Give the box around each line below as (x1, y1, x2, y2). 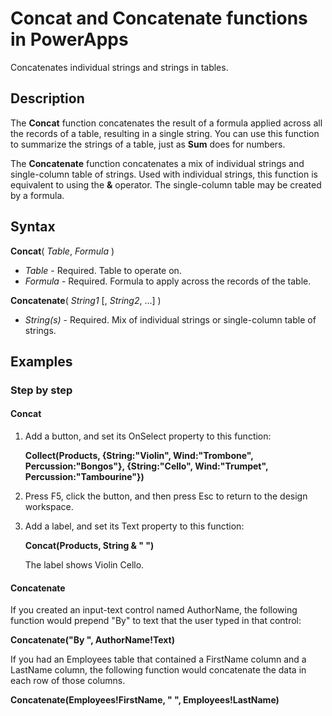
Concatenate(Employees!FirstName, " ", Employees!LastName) (10, 694, 280, 706)
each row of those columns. (10, 675, 126, 687)
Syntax (10, 218, 56, 236)
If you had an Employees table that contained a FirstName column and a (10, 653, 307, 666)
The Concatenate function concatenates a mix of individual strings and (10, 157, 305, 169)
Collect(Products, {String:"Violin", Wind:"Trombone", (24, 450, 254, 462)
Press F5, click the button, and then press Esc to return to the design (24, 490, 308, 502)
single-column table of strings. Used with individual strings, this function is (10, 168, 318, 180)
